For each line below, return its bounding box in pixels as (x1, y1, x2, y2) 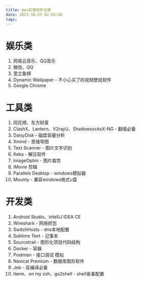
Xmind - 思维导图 (13, 139, 50, 145)
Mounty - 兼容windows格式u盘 (13, 177, 77, 183)
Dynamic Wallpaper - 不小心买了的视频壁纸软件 (13, 77, 112, 83)
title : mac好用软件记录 (6, 7, 51, 13)
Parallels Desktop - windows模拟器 (13, 170, 86, 176)
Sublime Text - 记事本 (13, 233, 59, 239)
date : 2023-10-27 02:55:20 (6, 12, 63, 17)
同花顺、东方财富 (13, 119, 49, 126)
